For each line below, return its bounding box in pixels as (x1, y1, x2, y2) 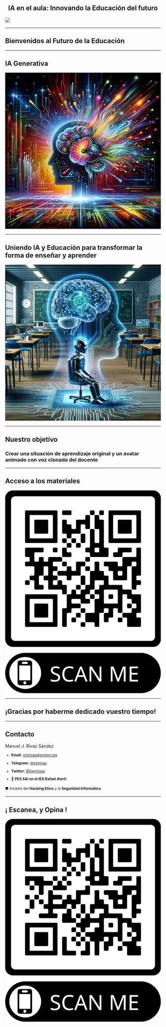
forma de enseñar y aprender (5, 251, 97, 259)
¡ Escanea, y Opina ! (5, 805, 68, 814)
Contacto (5, 730, 35, 738)
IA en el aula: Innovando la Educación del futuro (8, 4, 158, 12)
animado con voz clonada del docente (5, 456, 98, 463)
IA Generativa (5, 60, 48, 68)
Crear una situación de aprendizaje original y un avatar (5, 450, 139, 457)
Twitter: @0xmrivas (11, 769, 45, 774)
